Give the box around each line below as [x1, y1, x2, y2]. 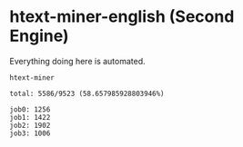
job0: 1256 [9, 104, 51, 114]
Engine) [9, 25, 70, 46]
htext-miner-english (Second [9, 6, 235, 27]
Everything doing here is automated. [9, 55, 146, 66]
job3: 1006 [9, 129, 51, 138]
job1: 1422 [9, 113, 51, 122]
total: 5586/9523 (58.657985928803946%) [9, 89, 166, 98]
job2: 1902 [9, 121, 51, 130]
